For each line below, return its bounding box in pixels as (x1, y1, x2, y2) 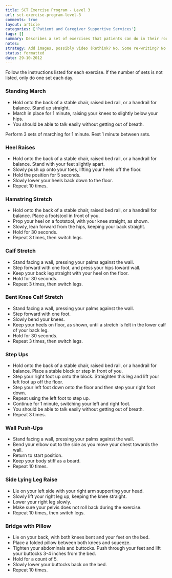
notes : (5, 41, 19, 46)
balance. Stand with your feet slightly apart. (12, 161, 105, 167)
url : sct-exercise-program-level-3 (5, 12, 81, 17)
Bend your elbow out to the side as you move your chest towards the (12, 441, 158, 448)
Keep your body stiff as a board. (12, 458, 81, 464)
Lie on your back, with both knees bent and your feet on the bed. (12, 534, 150, 541)
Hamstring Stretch (5, 196, 52, 203)
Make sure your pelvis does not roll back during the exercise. (12, 504, 142, 510)
